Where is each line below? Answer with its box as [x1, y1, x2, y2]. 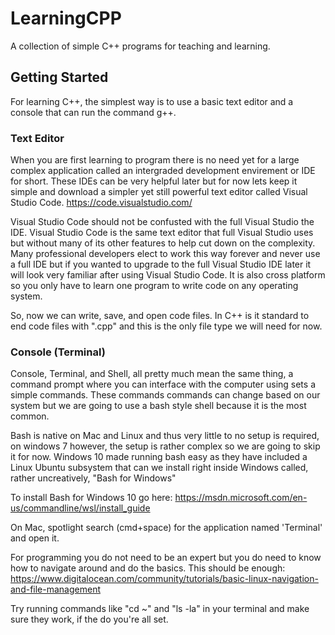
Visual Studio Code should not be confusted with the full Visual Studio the [10, 216, 315, 228]
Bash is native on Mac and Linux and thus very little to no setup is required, [10, 430, 320, 442]
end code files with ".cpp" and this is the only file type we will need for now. [10, 320, 323, 332]
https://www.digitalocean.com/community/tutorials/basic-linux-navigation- [10, 573, 319, 585]
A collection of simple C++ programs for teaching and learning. [10, 40, 271, 52]
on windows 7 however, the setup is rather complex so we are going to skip [10, 440, 321, 452]
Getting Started [10, 69, 109, 86]
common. [10, 410, 50, 422]
